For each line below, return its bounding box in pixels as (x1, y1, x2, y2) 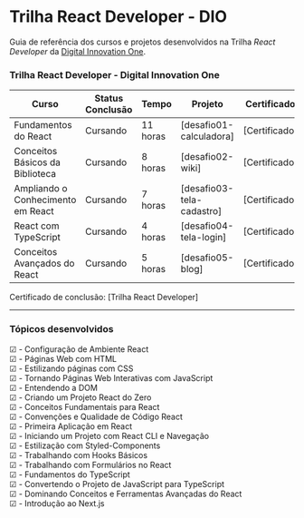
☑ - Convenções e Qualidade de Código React (9, 411, 184, 422)
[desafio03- (180, 182, 234, 195)
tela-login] (180, 231, 227, 244)
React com (14, 220, 60, 232)
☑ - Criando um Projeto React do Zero (9, 392, 152, 403)
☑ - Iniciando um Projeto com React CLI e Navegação (9, 430, 210, 441)
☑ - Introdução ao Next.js (9, 497, 105, 509)
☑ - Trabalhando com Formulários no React (9, 459, 172, 470)
